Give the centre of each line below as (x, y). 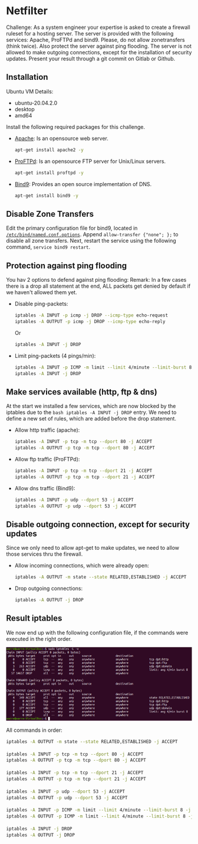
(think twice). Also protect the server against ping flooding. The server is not (99, 46)
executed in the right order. (39, 638)
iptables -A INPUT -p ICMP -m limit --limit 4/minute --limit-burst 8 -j (99, 810)
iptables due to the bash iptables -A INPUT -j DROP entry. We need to (91, 412)
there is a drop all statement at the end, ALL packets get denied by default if (98, 286)
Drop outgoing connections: (49, 588)
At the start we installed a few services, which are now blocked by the (91, 406)
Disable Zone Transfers (50, 214)
